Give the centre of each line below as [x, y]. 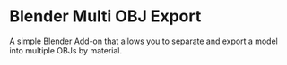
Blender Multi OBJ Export [105, 16]
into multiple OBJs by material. [66, 50]
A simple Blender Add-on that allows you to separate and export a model [143, 41]
